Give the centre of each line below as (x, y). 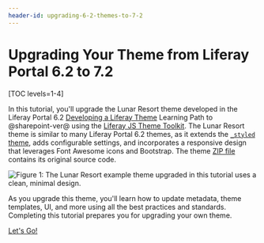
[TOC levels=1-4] (36, 93)
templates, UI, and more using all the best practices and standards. (117, 207)
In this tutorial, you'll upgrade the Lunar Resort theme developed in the (123, 108)
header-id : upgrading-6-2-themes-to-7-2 (76, 15)
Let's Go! (23, 230)
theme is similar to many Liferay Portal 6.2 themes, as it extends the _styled (132, 134)
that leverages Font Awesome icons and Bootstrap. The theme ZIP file (122, 150)
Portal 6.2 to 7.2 (61, 71)
